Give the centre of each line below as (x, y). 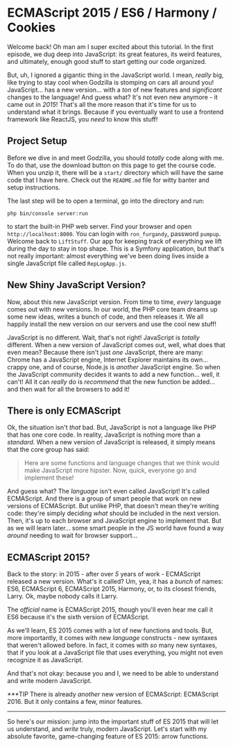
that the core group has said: (49, 450)
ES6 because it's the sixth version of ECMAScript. (79, 617)
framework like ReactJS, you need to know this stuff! (83, 119)
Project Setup (37, 141)
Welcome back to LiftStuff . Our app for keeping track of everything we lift (115, 241)
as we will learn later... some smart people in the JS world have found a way (115, 528)
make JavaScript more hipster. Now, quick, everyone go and (110, 471)
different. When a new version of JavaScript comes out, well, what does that (116, 344)
